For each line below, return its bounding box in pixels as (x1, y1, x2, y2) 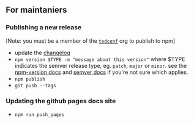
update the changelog (14, 49, 71, 56)
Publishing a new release (6, 23, 82, 32)
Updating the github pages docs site (6, 97, 116, 105)
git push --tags (14, 82, 56, 89)
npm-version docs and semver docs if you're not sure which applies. (14, 68, 188, 76)
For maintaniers (6, 5, 67, 15)
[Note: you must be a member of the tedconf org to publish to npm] (6, 37, 176, 45)
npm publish (14, 76, 45, 82)
